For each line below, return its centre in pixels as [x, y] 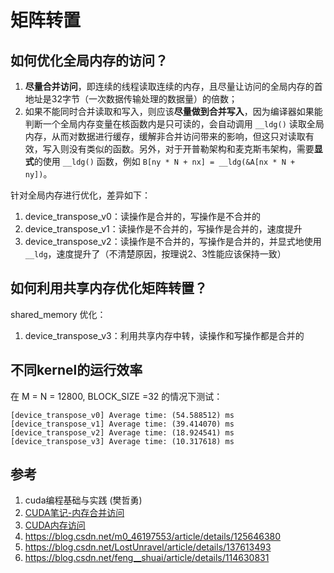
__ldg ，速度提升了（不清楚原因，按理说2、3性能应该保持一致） [155, 254]
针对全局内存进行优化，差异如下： [80, 195]
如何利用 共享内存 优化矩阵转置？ [109, 288]
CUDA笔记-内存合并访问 [74, 513]
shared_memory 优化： [58, 314]
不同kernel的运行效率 [76, 370]
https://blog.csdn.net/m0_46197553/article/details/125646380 [153, 537]
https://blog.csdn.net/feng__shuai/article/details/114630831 [147, 558]
